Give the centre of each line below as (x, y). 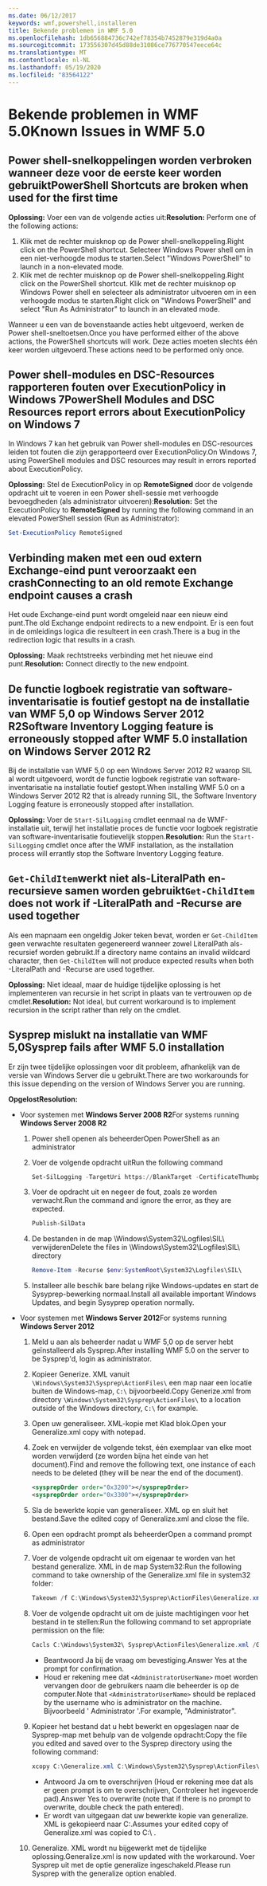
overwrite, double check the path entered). (114, 1807)
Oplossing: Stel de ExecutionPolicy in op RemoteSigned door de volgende (131, 485)
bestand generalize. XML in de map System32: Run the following (137, 1566)
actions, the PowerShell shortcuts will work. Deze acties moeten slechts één (133, 341)
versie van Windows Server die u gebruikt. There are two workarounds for (128, 1075)
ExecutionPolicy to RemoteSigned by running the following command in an (131, 510)
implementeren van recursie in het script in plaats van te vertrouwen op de (130, 992)
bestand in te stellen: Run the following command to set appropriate (141, 1621)
